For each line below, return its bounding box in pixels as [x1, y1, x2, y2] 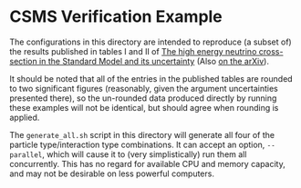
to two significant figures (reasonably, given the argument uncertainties [9, 83, 278, 94]
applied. [9, 112, 40, 123]
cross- [258, 45, 284, 56]
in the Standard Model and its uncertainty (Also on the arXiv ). [39, 55, 269, 66]
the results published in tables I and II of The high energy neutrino [9, 45, 257, 56]
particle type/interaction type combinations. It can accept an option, [9, 139, 265, 150]
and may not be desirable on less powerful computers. [9, 168, 214, 179]
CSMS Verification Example [9, 6, 223, 27]
